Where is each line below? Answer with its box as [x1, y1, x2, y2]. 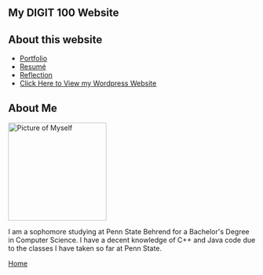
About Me [8, 101, 57, 114]
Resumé [19, 62, 46, 71]
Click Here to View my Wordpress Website [19, 78, 157, 89]
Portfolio [19, 54, 48, 63]
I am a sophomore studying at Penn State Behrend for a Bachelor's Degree [8, 227, 250, 237]
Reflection [19, 71, 53, 80]
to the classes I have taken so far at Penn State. [8, 244, 163, 253]
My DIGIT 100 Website [8, 6, 119, 20]
